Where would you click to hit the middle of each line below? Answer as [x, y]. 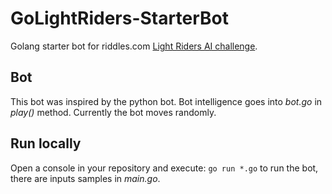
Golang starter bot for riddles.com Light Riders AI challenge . [134, 46]
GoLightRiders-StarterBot [119, 18]
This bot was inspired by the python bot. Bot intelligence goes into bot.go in [166, 101]
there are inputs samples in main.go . [85, 178]
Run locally [46, 143]
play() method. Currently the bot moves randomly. [113, 112]
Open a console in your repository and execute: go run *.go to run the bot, [164, 168]
